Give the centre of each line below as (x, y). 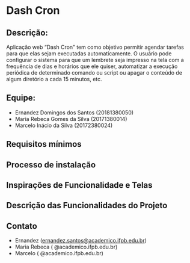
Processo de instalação (51, 165)
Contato (22, 226)
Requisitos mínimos (44, 144)
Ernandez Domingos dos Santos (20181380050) (74, 113)
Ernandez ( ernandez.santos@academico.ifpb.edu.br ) (81, 241)
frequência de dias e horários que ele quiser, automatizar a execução (92, 66)
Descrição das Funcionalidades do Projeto (87, 206)
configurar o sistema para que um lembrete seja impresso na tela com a (95, 60)
